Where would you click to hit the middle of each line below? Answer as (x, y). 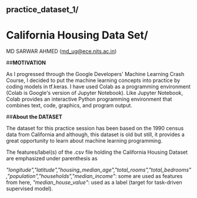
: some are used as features (149, 176)
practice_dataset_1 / (42, 10)
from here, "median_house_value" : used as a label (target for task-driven (94, 183)
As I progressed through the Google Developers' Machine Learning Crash (95, 74)
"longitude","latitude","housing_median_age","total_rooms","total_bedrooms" (99, 170)
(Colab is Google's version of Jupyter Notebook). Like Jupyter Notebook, (95, 93)
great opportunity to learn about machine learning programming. (84, 141)
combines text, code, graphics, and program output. (69, 105)
